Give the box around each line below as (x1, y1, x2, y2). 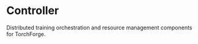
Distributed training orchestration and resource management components (6, 24, 192, 31)
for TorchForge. (6, 30, 46, 37)
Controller (6, 4, 59, 18)
